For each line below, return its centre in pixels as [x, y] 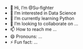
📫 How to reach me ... [33, 29]
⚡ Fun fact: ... [24, 42]
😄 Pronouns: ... [26, 36]
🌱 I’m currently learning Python [42, 18]
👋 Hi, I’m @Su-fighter [32, 8]
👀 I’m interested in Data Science [43, 13]
